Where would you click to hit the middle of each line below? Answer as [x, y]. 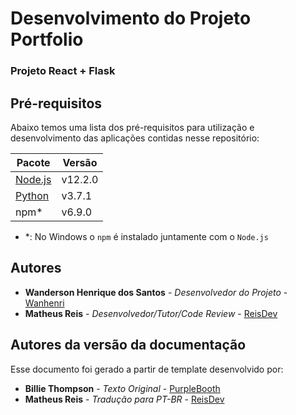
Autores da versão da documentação [128, 345]
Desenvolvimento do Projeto [131, 18]
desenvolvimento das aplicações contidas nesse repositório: [135, 138]
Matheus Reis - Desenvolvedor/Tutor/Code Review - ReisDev [151, 313]
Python [32, 195]
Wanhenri [44, 303]
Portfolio [47, 39]
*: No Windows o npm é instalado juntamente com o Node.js [146, 236]
